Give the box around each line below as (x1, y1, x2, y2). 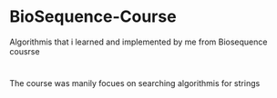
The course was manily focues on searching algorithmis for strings (9, 78, 261, 89)
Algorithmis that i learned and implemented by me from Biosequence (9, 36, 268, 47)
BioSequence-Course (9, 6, 177, 27)
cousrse (9, 45, 40, 56)
